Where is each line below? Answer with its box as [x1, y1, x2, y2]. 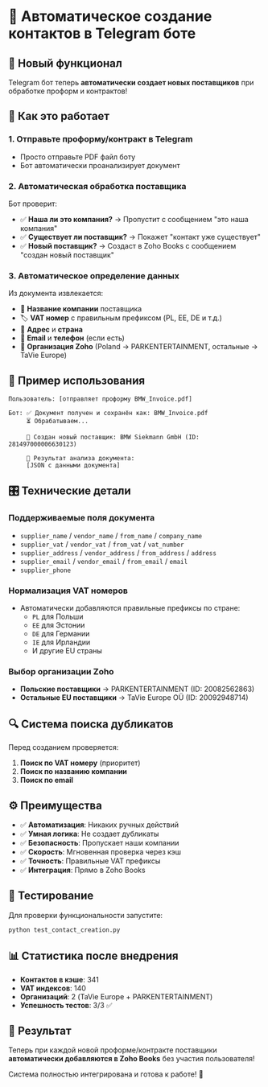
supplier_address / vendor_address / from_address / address [19, 547, 217, 558]
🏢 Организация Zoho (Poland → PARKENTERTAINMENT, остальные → [19, 342, 258, 352]
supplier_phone [19, 566, 72, 574]
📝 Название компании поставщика [19, 304, 142, 314]
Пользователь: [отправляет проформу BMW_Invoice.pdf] [8, 395, 193, 403]
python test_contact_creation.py [8, 925, 121, 934]
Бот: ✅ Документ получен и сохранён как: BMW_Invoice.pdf [8, 410, 208, 418]
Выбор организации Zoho [8, 666, 114, 677]
